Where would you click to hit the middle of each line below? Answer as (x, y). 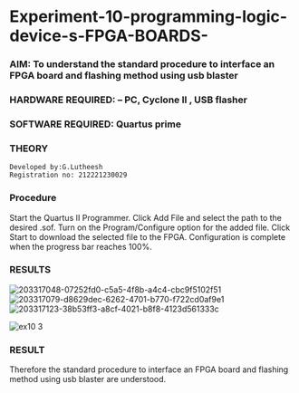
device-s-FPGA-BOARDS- (109, 36)
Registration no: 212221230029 (68, 175)
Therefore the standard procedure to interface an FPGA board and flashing (149, 369)
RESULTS (30, 270)
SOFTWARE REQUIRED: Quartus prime (95, 124)
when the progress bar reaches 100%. (81, 246)
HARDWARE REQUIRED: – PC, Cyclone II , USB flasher (128, 100)
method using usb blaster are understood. (88, 379)
